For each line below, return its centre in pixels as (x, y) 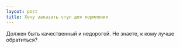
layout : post (22, 11)
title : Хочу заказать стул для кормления (57, 17)
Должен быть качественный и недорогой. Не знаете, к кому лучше (90, 33)
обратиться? (22, 40)
